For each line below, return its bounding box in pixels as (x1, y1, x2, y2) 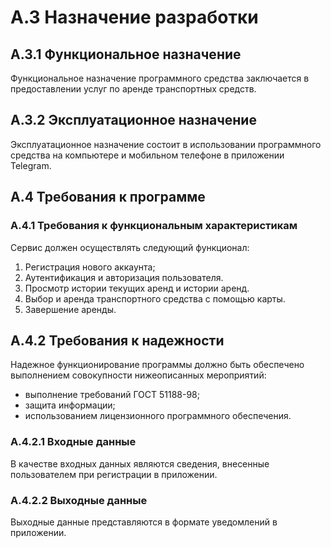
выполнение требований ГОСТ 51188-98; (24, 389, 201, 401)
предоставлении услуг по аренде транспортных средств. (10, 83, 257, 95)
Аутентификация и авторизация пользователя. (24, 271, 224, 283)
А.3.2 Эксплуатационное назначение (10, 112, 257, 129)
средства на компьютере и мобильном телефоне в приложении (10, 149, 285, 161)
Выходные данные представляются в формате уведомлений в (10, 516, 278, 528)
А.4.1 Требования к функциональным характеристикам (10, 219, 298, 233)
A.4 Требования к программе (10, 189, 206, 206)
